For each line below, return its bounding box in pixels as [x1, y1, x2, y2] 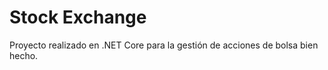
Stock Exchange [9, 6, 147, 29]
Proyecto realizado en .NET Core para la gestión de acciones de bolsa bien [9, 39, 319, 51]
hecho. [9, 49, 39, 61]
